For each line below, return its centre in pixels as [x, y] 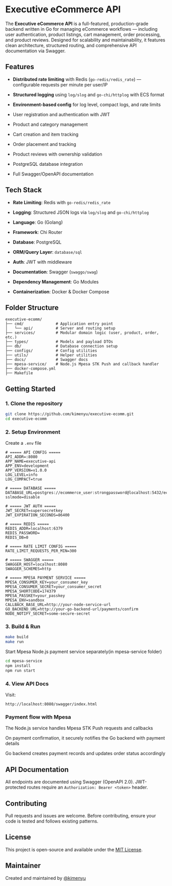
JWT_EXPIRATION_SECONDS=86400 [38, 515]
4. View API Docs [27, 683]
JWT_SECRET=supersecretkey [34, 511]
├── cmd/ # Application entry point [59, 324]
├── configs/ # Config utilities [51, 351]
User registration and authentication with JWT [61, 114]
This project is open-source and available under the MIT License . [74, 849]
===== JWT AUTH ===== [33, 506]
